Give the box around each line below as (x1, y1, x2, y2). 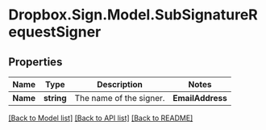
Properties (8, 55, 63, 69)
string (43, 93, 67, 103)
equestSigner (8, 23, 102, 41)
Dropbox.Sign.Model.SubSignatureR (8, 6, 258, 24)
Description (96, 79, 143, 90)
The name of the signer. (74, 93, 165, 103)
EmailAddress (172, 93, 227, 103)
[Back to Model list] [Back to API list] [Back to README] (8, 113, 193, 123)
